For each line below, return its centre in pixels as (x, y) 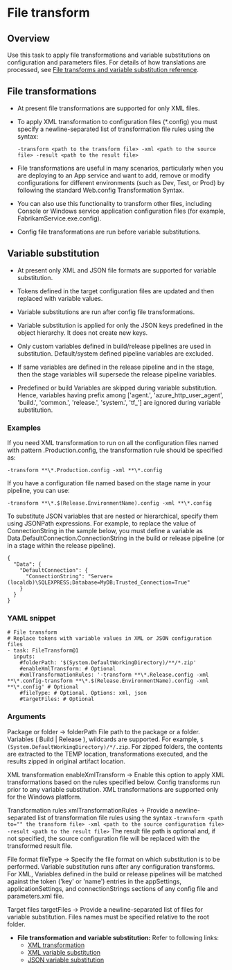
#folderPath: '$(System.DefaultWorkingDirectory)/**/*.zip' (108, 663)
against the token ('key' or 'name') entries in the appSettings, (95, 881)
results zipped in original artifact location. (66, 761)
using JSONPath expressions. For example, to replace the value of (102, 523)
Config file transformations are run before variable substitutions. (109, 232)
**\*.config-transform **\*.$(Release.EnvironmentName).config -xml (108, 681)
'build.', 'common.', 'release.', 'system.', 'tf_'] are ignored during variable (119, 402)
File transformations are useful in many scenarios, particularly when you (120, 168)
